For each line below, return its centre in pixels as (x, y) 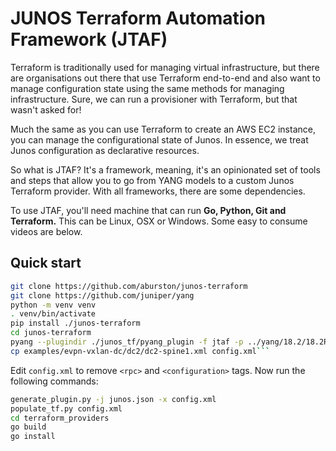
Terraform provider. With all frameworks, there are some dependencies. (158, 191)
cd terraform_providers (60, 418)
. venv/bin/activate (53, 314)
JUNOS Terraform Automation (138, 18)
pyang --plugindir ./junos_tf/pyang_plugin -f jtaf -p (127, 342)
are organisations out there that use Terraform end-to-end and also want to (165, 78)
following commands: (54, 381)
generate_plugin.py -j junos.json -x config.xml (113, 399)
